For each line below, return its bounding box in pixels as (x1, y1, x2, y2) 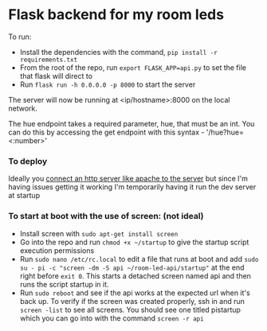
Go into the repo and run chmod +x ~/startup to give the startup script (19, 237, 249, 247)
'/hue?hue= (206, 127, 245, 137)
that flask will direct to (19, 71, 93, 80)
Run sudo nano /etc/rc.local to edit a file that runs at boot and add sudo (19, 254, 259, 263)
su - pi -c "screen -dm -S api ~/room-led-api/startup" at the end (19, 263, 245, 272)
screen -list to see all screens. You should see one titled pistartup (19, 305, 241, 314)
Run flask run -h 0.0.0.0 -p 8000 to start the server (19, 80, 196, 89)
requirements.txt (19, 56, 78, 64)
